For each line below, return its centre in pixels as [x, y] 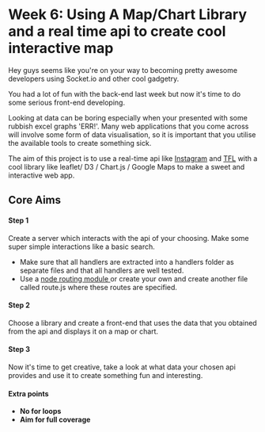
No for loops [40, 411]
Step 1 [19, 220]
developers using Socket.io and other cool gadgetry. [94, 78]
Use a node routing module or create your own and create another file [134, 278]
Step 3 [19, 350]
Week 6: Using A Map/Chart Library [128, 15]
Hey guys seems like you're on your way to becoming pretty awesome [123, 70]
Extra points [28, 393]
